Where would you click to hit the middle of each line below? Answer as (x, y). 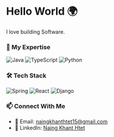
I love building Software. (35, 32)
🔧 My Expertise (28, 47)
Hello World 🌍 (42, 12)
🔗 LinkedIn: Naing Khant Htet (50, 128)
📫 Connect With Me (36, 106)
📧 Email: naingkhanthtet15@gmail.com (61, 121)
